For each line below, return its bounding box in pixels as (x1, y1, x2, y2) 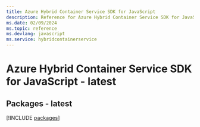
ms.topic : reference (6, 25, 58, 32)
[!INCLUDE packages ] (6, 114, 60, 121)
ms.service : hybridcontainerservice (6, 36, 97, 42)
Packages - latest (6, 98, 73, 109)
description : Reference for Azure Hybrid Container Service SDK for (6, 14, 180, 20)
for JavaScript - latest (6, 75, 117, 88)
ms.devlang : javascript (6, 31, 65, 37)
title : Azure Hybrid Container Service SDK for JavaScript (6, 8, 156, 15)
